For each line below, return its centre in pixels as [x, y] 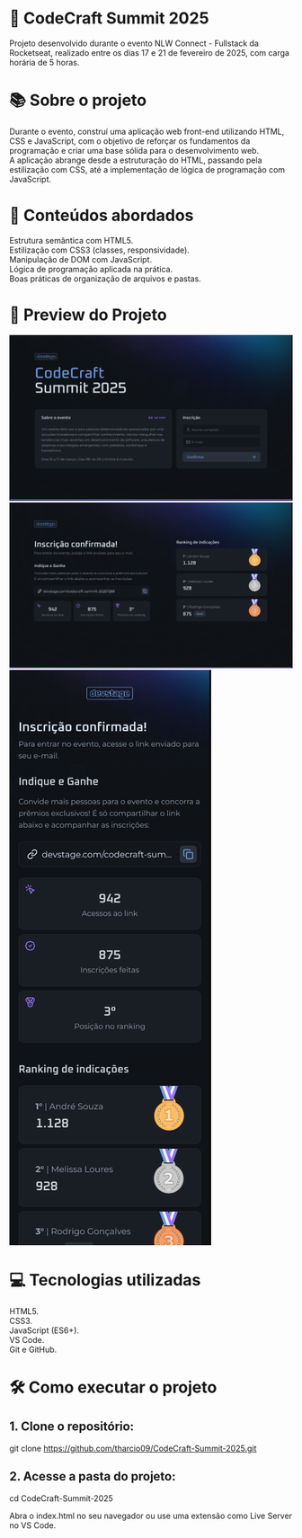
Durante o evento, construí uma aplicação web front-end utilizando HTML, [147, 131]
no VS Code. [33, 1525]
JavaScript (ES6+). [44, 1330]
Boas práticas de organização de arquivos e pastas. [106, 279]
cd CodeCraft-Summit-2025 [62, 1498]
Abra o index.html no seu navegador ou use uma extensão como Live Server [151, 1516]
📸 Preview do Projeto [89, 315]
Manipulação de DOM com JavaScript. [81, 259]
